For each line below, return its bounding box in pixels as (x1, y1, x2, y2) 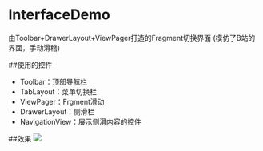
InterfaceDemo (8, 6, 110, 24)
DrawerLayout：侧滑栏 (19, 106, 95, 117)
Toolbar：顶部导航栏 (19, 77, 88, 86)
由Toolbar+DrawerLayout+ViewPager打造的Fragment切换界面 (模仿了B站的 (8, 33, 256, 42)
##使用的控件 (8, 60, 53, 70)
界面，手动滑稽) (8, 42, 61, 53)
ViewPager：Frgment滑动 (19, 97, 105, 106)
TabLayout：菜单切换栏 (19, 86, 98, 97)
